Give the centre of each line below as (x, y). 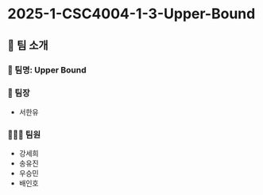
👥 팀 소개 (28, 45)
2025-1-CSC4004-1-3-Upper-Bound (131, 14)
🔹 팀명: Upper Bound (47, 70)
